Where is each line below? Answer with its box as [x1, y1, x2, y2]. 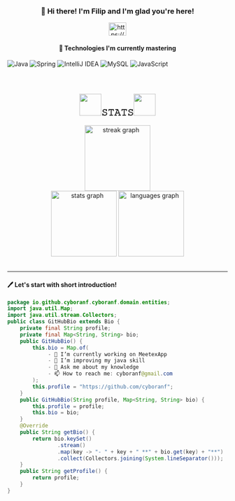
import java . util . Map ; [7, 305, 73, 312]
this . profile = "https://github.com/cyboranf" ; [32, 383, 173, 390]
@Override [20, 423, 49, 430]
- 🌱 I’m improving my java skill [48, 357, 145, 365]
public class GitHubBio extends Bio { [7, 318, 120, 325]
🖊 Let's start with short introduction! [7, 280, 117, 289]
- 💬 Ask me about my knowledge [48, 364, 139, 371]
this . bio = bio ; [32, 409, 80, 416]
